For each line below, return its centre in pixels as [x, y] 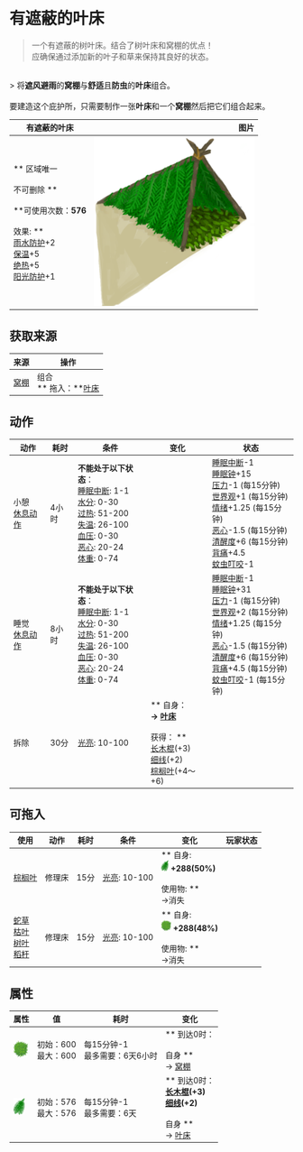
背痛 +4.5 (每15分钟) [250, 668]
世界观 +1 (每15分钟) [250, 496]
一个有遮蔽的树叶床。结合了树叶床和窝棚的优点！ [122, 45]
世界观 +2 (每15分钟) [250, 612]
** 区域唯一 [35, 169]
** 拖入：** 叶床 [69, 388]
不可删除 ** [35, 189]
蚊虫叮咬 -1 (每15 [244, 680]
